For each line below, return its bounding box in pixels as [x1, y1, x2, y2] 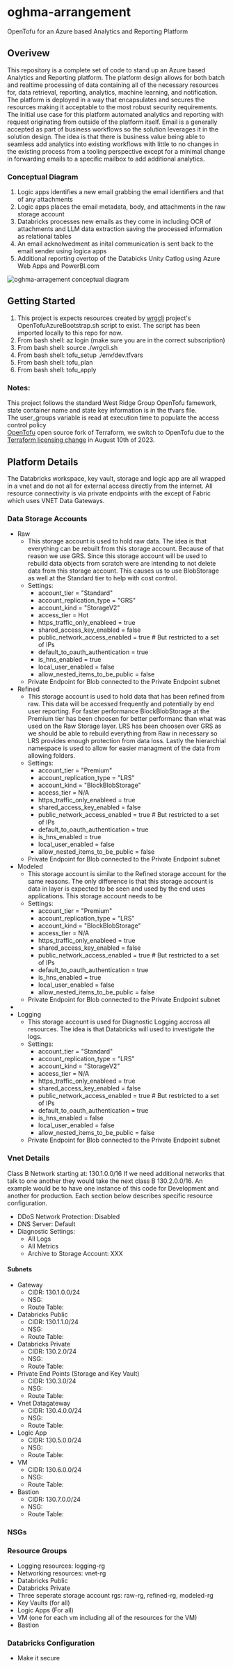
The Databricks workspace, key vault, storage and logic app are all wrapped [7, 474, 226, 482]
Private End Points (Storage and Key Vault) [17, 1369, 140, 1378]
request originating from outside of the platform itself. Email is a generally [7, 118, 218, 126]
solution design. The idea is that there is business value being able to [7, 132, 205, 141]
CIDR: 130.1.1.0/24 [27, 1317, 79, 1326]
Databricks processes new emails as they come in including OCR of [17, 217, 211, 226]
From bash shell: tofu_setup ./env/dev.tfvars [17, 351, 144, 359]
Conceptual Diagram [7, 172, 79, 182]
